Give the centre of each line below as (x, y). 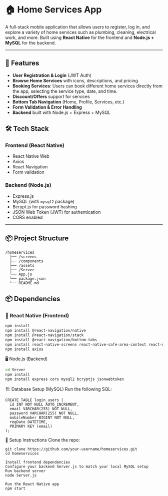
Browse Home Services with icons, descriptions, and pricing (75, 80)
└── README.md (24, 283)
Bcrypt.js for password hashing (45, 207)
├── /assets (22, 265)
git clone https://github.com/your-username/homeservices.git (71, 449)
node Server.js (21, 476)
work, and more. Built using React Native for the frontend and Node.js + (80, 37)
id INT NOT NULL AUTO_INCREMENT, (44, 405)
